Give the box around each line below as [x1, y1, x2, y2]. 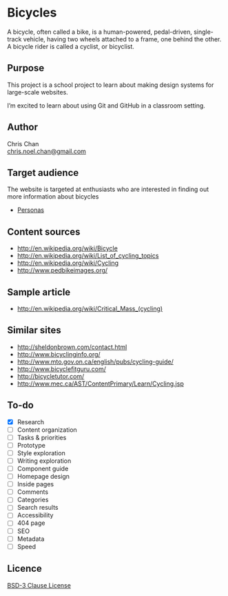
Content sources [7, 226, 81, 237]
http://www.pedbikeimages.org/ [17, 266, 108, 275]
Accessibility [17, 511, 54, 519]
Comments [17, 488, 49, 496]
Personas [17, 206, 45, 215]
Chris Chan [7, 139, 39, 148]
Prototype [17, 441, 46, 449]
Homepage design [17, 473, 70, 481]
